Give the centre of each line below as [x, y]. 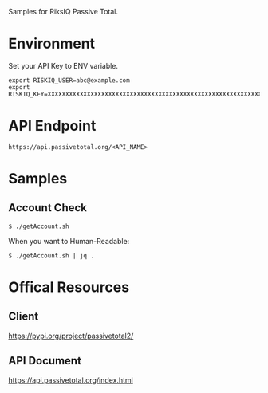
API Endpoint [52, 126]
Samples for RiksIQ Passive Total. [63, 12]
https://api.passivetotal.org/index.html [71, 380]
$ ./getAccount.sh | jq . [51, 255]
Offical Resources [69, 287]
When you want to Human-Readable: [69, 241]
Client [24, 317]
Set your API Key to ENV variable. [63, 65]
